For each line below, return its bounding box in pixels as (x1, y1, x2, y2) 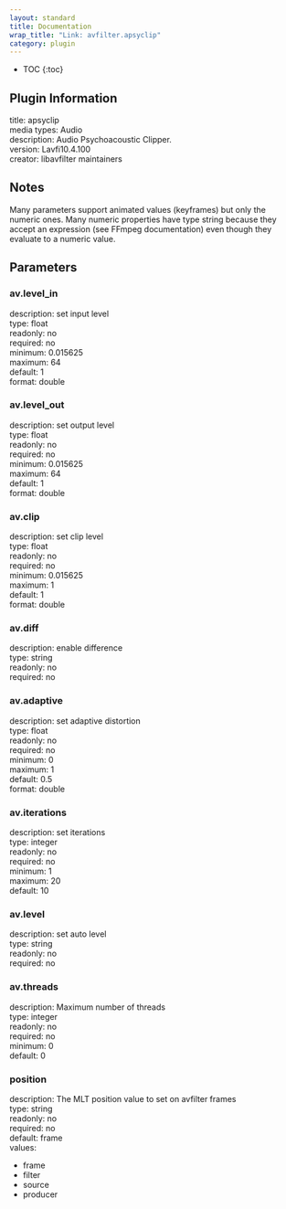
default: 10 (9, 886, 49, 896)
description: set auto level (9, 928, 107, 939)
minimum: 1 (9, 865, 52, 877)
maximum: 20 (9, 875, 61, 886)
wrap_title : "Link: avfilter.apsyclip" (9, 30, 162, 39)
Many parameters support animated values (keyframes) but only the (9, 204, 267, 215)
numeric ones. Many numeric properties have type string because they (9, 214, 277, 225)
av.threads (9, 981, 59, 993)
